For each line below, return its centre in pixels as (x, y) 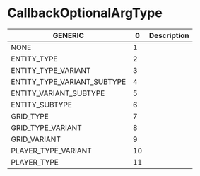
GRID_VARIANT (36, 139)
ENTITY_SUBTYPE (42, 105)
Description (169, 35)
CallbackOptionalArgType (85, 13)
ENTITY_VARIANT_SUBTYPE (58, 93)
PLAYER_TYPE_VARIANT (51, 151)
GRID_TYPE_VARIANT (47, 127)
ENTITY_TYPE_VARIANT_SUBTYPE (69, 81)
